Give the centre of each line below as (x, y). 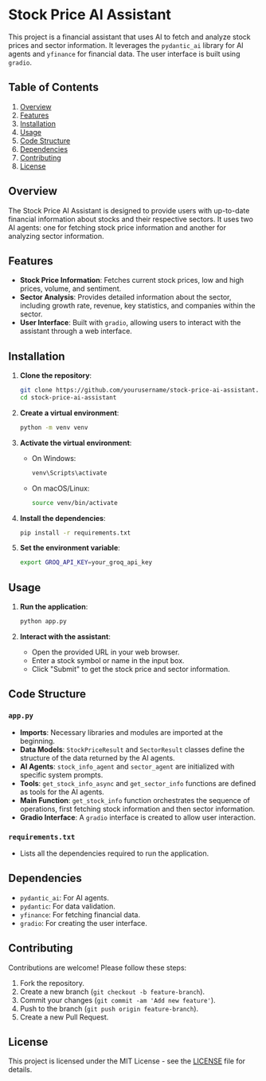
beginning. (37, 741)
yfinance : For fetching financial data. (80, 914)
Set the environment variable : (70, 548)
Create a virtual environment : (69, 412)
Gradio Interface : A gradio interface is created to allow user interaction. (138, 817)
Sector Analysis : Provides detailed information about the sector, (125, 297)
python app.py (43, 622)
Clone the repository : (56, 376)
